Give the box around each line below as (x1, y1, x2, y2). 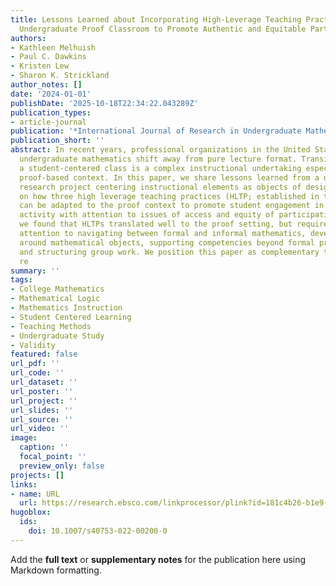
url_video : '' (10, 424, 70, 434)
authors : (10, 33, 47, 43)
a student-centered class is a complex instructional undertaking (19, 163, 302, 173)
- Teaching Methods (10, 321, 92, 331)
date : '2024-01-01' (10, 89, 92, 99)
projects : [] (10, 470, 65, 480)
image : (10, 433, 38, 443)
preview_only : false (19, 461, 105, 471)
